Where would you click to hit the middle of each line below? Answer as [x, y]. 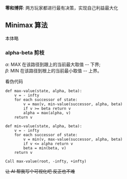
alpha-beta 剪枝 [25, 52]
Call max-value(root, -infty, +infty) [46, 161]
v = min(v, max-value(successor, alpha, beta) [73, 140]
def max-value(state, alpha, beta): [44, 91]
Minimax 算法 [26, 25]
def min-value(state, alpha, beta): [44, 126]
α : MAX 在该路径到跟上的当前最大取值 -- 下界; [53, 64]
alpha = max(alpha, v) [47, 113]
